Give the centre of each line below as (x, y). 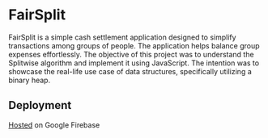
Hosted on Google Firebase (54, 125)
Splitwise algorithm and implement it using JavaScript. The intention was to (134, 63)
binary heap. (30, 80)
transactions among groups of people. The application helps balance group (134, 45)
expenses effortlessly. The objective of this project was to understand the (131, 54)
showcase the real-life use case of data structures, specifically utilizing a (130, 71)
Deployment (40, 105)
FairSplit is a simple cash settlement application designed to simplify (122, 37)
